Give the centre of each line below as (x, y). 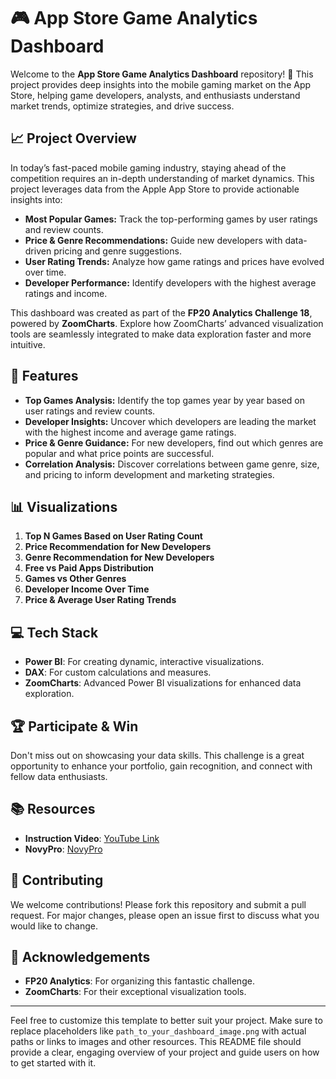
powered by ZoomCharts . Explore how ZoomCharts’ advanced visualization (167, 323)
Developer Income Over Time (87, 589)
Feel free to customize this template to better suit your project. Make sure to (166, 1021)
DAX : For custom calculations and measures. (118, 672)
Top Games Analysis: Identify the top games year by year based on (164, 400)
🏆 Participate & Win (74, 726)
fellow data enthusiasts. (59, 776)
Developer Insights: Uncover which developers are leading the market (170, 421)
